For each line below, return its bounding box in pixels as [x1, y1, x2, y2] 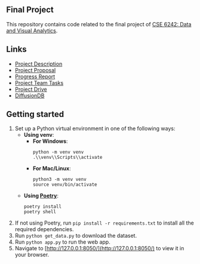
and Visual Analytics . [6, 27, 58, 34]
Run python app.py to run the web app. [14, 238, 110, 245]
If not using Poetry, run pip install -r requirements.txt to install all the [14, 219, 194, 226]
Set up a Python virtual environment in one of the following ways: [14, 125, 176, 132]
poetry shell [23, 209, 57, 215]
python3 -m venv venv [32, 176, 87, 183]
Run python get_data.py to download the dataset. [14, 232, 137, 240]
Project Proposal [14, 66, 56, 73]
